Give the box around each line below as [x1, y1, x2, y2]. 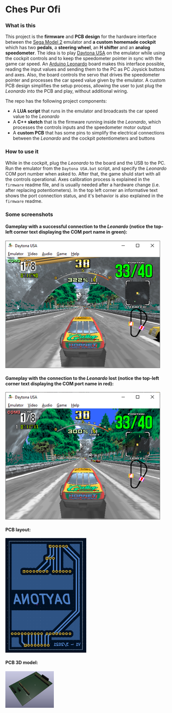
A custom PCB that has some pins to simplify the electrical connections [12, 130, 165, 136]
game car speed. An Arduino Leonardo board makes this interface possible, [5, 61, 165, 67]
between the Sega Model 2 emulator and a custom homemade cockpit [5, 39, 156, 45]
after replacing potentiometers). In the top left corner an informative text [5, 187, 158, 193]
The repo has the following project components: [5, 98, 107, 104]
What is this [5, 22, 36, 29]
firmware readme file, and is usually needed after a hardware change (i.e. [5, 181, 160, 188]
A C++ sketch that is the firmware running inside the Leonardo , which [12, 119, 161, 125]
